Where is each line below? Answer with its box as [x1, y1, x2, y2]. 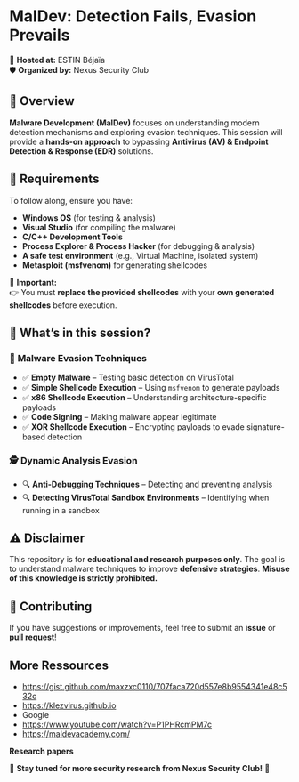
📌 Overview [9, 93, 75, 109]
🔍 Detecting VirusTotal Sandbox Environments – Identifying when [21, 492, 270, 503]
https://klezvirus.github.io [21, 700, 117, 711]
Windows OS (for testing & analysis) [21, 212, 156, 223]
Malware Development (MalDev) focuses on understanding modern [9, 117, 260, 128]
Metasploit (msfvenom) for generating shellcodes [21, 260, 207, 270]
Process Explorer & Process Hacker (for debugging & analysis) [21, 240, 255, 251]
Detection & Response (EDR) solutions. [9, 145, 154, 157]
